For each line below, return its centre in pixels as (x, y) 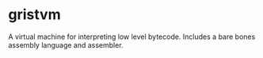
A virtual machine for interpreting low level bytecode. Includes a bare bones (132, 37)
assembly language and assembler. (66, 44)
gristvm (34, 15)
